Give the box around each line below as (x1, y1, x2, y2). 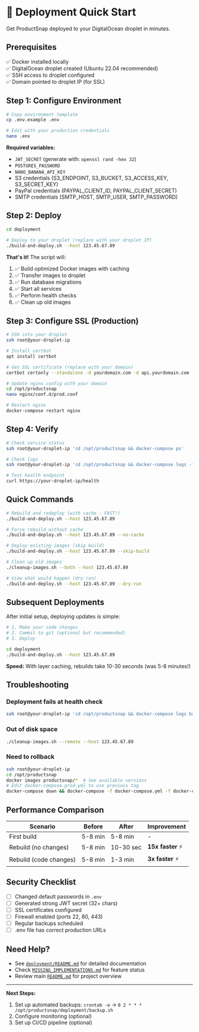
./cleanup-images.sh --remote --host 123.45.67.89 (6, 738, 134, 745)
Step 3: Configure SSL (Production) (6, 316, 139, 326)
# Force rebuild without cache (6, 526, 84, 533)
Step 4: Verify (6, 424, 59, 435)
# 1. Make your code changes (6, 624, 78, 631)
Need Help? (6, 944, 50, 954)
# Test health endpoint (6, 473, 65, 479)
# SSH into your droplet (6, 332, 68, 338)
